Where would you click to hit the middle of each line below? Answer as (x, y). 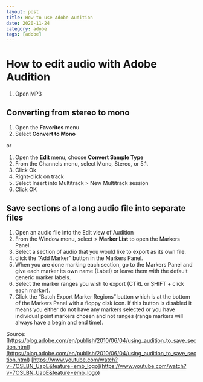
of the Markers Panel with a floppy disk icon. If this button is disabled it (103, 303)
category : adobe (27, 29)
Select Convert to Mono (45, 134)
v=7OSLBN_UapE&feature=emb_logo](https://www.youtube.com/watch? (96, 366)
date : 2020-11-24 (28, 23)
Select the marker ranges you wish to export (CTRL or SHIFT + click (99, 283)
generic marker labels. (43, 277)
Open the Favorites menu (47, 127)
